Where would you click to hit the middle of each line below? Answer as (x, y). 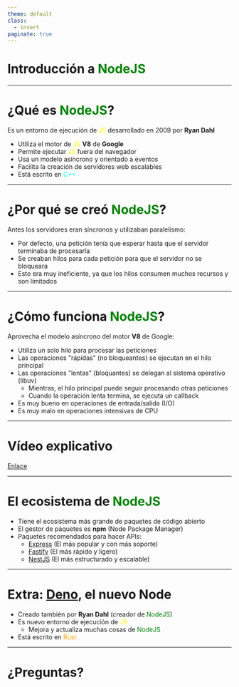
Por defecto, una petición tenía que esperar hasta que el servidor (113, 244)
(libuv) (27, 381)
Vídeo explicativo (60, 446)
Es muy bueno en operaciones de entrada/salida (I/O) (96, 403)
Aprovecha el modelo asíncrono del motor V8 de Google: (91, 336)
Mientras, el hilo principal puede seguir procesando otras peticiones (128, 388)
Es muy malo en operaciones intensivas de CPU (88, 411)
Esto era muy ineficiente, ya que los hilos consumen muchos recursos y (123, 274)
